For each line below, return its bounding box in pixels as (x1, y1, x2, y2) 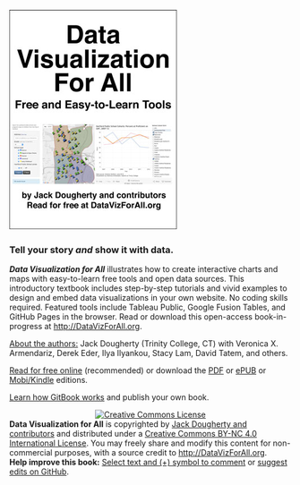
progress (9, 321, 43, 332)
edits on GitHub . (9, 466, 70, 477)
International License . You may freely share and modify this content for (9, 438, 271, 448)
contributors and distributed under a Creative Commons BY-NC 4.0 (9, 429, 257, 439)
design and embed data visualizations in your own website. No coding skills (9, 293, 288, 303)
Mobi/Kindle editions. (9, 375, 88, 386)
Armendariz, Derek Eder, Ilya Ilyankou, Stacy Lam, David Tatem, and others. (9, 348, 288, 359)
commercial (9, 447, 53, 458)
